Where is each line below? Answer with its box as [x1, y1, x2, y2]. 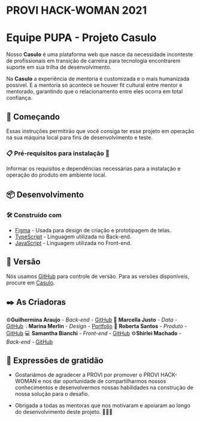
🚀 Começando [6, 111, 60, 122]
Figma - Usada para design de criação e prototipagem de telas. [14, 226, 172, 234]
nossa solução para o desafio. [14, 390, 90, 398]
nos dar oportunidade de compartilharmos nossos [43, 378, 166, 385]
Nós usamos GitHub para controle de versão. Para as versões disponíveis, [6, 272, 190, 280]
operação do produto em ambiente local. [6, 171, 107, 178]
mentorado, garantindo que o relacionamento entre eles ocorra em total [6, 88, 183, 95]
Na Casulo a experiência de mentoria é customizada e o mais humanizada [6, 75, 190, 83]
